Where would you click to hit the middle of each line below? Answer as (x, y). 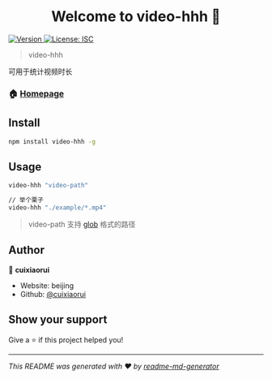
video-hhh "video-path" (49, 186)
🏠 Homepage (36, 93)
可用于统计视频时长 (40, 71)
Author (26, 250)
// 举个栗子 (26, 200)
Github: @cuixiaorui (53, 294)
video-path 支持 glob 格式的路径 (82, 224)
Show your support (58, 320)
